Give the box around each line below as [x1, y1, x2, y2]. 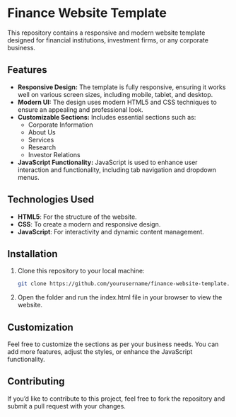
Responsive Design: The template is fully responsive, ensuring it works [17, 83, 226, 91]
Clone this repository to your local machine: [17, 267, 145, 275]
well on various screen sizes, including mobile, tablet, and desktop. [17, 90, 213, 98]
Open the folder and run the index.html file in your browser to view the [17, 293, 223, 302]
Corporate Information [28, 120, 93, 129]
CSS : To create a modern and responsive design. [17, 219, 161, 228]
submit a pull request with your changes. [7, 401, 126, 410]
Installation [7, 248, 58, 260]
